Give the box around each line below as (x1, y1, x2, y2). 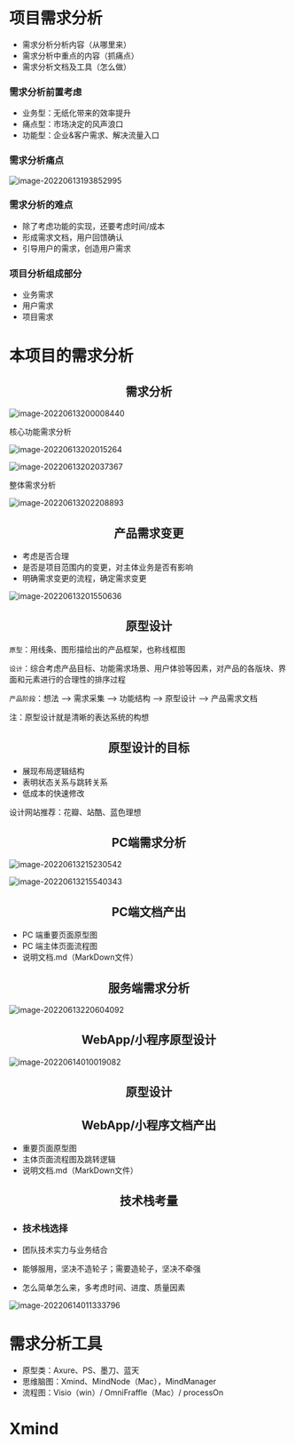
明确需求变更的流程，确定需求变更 (21, 572, 147, 583)
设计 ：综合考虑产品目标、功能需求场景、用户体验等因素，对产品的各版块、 (9, 663, 279, 674)
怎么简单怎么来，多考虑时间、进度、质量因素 (21, 1281, 186, 1293)
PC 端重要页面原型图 (21, 929, 97, 940)
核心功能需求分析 (9, 427, 72, 437)
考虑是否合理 (21, 550, 69, 561)
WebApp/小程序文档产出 (81, 1117, 217, 1133)
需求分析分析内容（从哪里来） (21, 39, 131, 50)
